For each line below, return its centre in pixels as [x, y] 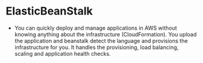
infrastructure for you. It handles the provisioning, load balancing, [96, 47]
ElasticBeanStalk [49, 11]
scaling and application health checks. [63, 53]
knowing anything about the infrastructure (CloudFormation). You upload [105, 34]
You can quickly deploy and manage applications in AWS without [96, 28]
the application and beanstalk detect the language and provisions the [101, 41]
